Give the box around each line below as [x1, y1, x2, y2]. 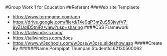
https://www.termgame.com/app [12, 14, 80, 19]
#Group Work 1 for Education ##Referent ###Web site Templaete [5, 4, 140, 10]
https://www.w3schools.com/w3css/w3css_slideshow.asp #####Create [12, 40, 162, 46]
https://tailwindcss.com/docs [12, 35, 73, 41]
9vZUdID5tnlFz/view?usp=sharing [12, 24, 83, 30]
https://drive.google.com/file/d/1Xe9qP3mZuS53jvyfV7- [12, 19, 129, 25]
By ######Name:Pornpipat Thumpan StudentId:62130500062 [12, 46, 142, 51]
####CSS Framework [84, 24, 129, 30]
